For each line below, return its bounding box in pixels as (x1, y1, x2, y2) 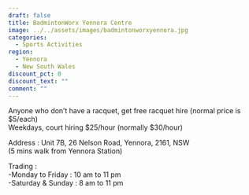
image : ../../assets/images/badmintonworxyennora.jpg (8, 26, 189, 34)
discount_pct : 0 (8, 70, 61, 78)
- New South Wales (15, 63, 76, 71)
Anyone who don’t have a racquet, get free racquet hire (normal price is (8, 106, 241, 116)
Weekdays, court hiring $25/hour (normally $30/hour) (8, 123, 184, 132)
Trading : (8, 162, 38, 171)
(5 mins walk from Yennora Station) (8, 146, 123, 156)
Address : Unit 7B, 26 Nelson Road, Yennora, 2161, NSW (8, 138, 190, 148)
